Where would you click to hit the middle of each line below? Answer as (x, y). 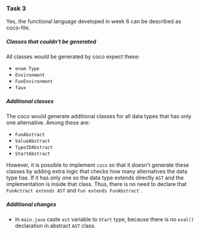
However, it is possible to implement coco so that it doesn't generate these (98, 165)
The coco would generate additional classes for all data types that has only (99, 116)
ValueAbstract (32, 141)
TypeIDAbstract (34, 148)
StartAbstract (32, 154)
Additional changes (31, 204)
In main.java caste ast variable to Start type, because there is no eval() (104, 220)
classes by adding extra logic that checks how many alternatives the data (97, 172)
